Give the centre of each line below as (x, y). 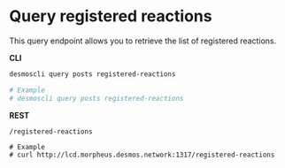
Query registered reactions (111, 16)
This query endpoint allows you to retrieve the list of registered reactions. (143, 41)
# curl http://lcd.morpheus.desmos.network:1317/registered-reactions (142, 155)
